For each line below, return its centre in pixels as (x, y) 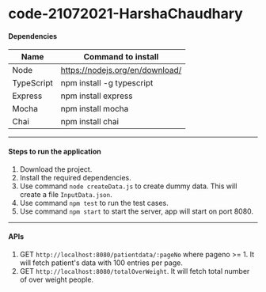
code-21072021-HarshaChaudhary (125, 14)
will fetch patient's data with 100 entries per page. (101, 263)
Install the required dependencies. (76, 177)
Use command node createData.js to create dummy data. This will (128, 186)
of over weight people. (56, 279)
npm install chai (90, 122)
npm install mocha (95, 109)
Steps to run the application (55, 151)
